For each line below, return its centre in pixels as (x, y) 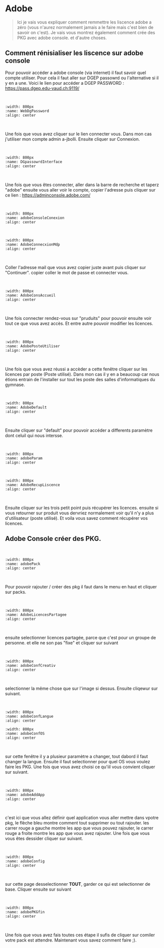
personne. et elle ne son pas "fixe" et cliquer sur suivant (62, 643)
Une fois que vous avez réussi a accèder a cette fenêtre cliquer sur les (76, 369)
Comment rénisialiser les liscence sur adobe (74, 53)
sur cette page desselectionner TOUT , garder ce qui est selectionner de (78, 884)
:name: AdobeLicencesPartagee (36, 615)
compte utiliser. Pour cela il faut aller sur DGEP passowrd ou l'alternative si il (82, 78)
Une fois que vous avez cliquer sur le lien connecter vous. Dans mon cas (78, 134)
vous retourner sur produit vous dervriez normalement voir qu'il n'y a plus (80, 513)
